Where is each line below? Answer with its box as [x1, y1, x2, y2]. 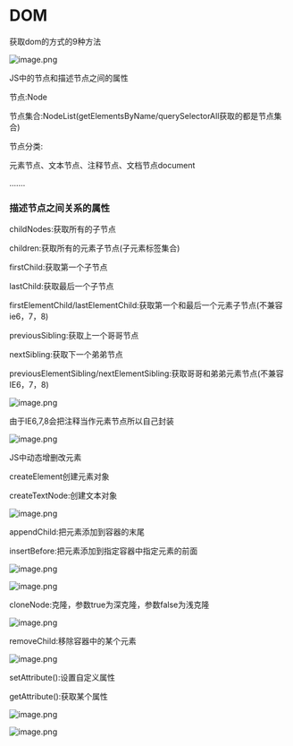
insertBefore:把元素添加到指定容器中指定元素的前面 [9, 545, 198, 556]
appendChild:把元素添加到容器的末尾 [9, 527, 145, 537]
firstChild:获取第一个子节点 [9, 262, 108, 273]
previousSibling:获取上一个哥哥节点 [9, 330, 139, 341]
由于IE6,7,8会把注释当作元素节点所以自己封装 [9, 416, 174, 426]
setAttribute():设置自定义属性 [9, 673, 116, 683]
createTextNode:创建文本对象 [9, 490, 118, 502]
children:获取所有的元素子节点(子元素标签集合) [9, 243, 180, 253]
